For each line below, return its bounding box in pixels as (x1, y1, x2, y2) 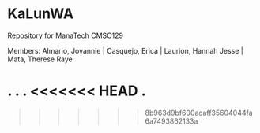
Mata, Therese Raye (7, 54, 73, 64)
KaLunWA (7, 5, 74, 23)
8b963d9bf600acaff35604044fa (145, 108, 254, 117)
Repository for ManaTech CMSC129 (7, 31, 124, 40)
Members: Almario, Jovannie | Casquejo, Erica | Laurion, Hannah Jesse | (7, 46, 244, 55)
